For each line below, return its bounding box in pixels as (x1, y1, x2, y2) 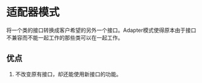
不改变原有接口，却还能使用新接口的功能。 (15, 70, 122, 78)
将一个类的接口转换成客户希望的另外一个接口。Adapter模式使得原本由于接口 (6, 26, 197, 34)
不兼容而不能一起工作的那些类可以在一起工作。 (6, 34, 123, 41)
